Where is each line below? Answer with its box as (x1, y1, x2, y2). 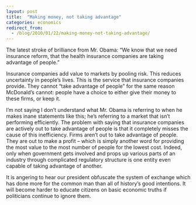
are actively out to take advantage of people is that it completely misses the (6, 125, 188, 132)
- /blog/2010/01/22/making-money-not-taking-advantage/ (11, 30, 150, 36)
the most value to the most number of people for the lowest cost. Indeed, (6, 144, 183, 151)
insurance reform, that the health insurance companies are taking (6, 53, 164, 60)
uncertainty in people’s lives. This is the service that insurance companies (6, 77, 184, 84)
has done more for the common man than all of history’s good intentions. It (6, 180, 186, 187)
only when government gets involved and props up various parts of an (6, 150, 176, 157)
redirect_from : (6, 25, 43, 31)
